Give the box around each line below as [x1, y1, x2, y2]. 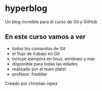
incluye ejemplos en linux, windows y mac [12, 56, 96, 62]
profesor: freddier [12, 71, 48, 77]
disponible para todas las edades [12, 61, 78, 66]
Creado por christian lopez [5, 80, 58, 86]
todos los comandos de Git [12, 45, 66, 51]
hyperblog [5, 3, 48, 14]
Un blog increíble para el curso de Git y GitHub [5, 19, 98, 25]
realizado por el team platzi [12, 66, 66, 72]
